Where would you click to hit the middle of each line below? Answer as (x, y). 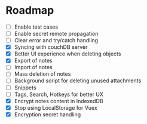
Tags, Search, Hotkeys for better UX (59, 94)
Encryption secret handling (48, 114)
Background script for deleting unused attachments (78, 80)
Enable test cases (36, 27)
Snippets (25, 88)
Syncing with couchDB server (51, 47)
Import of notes (33, 67)
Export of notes (33, 61)
